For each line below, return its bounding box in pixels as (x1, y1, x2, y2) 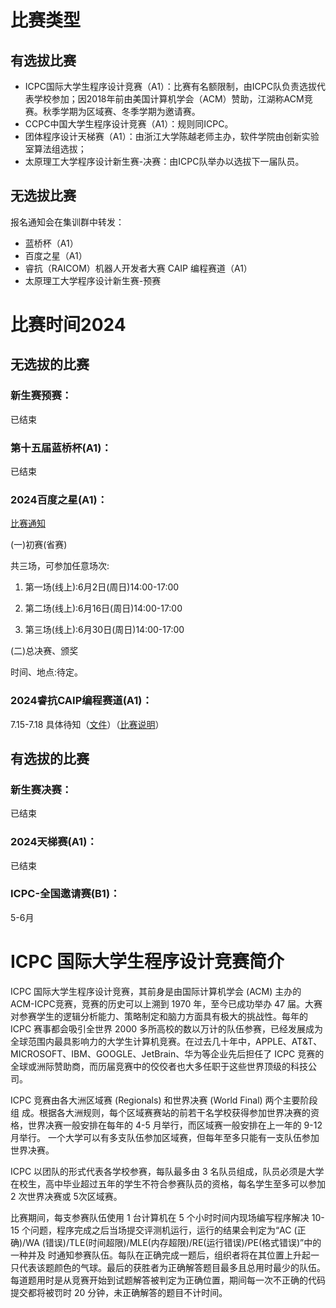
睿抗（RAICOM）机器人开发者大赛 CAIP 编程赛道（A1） (24, 262, 253, 274)
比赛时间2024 (10, 314, 127, 336)
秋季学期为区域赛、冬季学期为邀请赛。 (42, 106, 201, 117)
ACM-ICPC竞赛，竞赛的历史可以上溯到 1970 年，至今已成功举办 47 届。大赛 (10, 997, 323, 1010)
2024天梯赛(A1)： (10, 835, 98, 849)
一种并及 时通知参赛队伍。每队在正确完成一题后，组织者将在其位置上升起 (10, 1249, 311, 1261)
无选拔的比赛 (10, 356, 90, 373)
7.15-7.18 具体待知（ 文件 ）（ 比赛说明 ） (10, 718, 165, 730)
